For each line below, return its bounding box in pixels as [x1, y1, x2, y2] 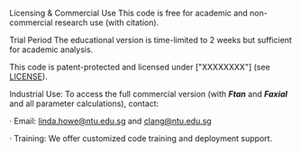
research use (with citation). [54, 17, 160, 28]
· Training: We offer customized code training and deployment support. [9, 133, 273, 143]
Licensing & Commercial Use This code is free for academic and [9, 8, 248, 18]
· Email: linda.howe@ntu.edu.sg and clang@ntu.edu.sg [9, 116, 212, 126]
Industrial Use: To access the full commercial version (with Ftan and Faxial [9, 89, 288, 99]
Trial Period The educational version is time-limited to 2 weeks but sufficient [9, 35, 293, 45]
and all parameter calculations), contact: [9, 98, 160, 109]
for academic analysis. [9, 44, 94, 55]
